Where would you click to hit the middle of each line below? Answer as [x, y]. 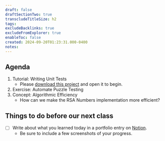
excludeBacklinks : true [30, 28]
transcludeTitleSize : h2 [31, 19]
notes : [12, 47]
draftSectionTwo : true [29, 14]
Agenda [18, 67]
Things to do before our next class [59, 116]
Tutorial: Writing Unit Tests [40, 79]
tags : [11, 24]
